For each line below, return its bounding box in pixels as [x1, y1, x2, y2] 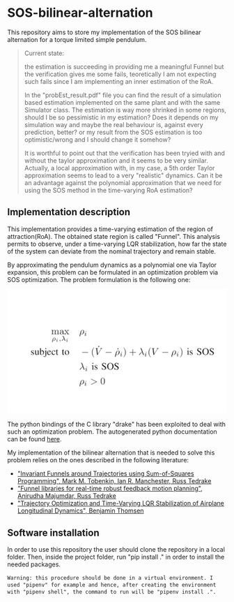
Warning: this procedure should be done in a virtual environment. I [7, 575, 214, 582]
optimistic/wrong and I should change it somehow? [24, 135, 171, 144]
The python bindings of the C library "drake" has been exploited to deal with [7, 420, 226, 429]
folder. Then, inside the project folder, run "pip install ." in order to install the [7, 553, 225, 561]
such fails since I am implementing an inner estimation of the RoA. [24, 77, 214, 85]
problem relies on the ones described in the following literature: [7, 456, 189, 464]
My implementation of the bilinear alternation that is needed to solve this [7, 448, 215, 457]
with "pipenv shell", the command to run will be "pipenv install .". [7, 589, 217, 596]
